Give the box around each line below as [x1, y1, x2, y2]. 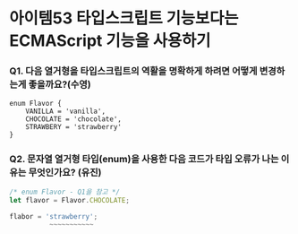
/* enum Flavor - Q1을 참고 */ [9, 187, 121, 196]
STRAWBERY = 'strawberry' [25, 123, 123, 132]
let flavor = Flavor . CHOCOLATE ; [9, 195, 130, 204]
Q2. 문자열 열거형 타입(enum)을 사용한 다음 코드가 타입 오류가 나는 [9, 153, 279, 166]
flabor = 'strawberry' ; [9, 212, 98, 221]
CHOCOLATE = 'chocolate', [25, 115, 123, 124]
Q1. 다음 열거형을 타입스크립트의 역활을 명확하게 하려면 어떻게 [9, 65, 258, 77]
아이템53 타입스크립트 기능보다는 [9, 8, 239, 29]
